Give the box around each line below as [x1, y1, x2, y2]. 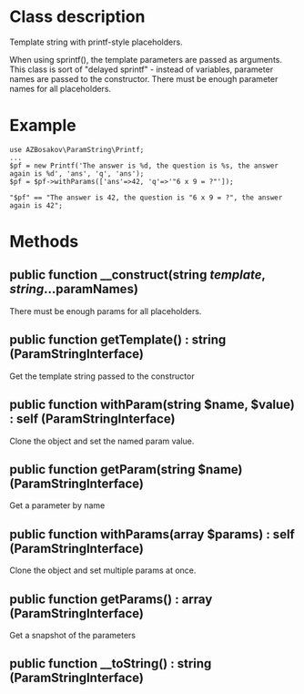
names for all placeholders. [9, 83, 112, 94]
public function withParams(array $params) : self [9, 526, 296, 542]
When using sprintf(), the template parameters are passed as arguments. [9, 54, 282, 65]
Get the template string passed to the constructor [9, 371, 195, 382]
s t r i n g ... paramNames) [9, 281, 139, 297]
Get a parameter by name [9, 500, 106, 511]
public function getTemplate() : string [9, 332, 227, 348]
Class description [9, 6, 146, 27]
